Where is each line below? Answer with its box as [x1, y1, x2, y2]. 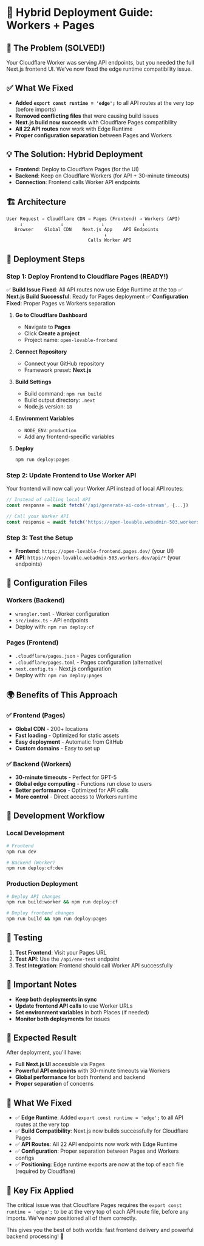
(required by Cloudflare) [15, 1167, 76, 1175]
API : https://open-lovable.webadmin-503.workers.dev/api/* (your [15, 554, 181, 561]
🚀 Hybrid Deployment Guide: [6, 5, 154, 20]
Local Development [6, 829, 65, 838]
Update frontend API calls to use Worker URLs [15, 1002, 133, 1009]
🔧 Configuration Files [6, 578, 88, 588]
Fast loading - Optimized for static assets [15, 732, 120, 739]
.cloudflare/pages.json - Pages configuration [15, 652, 132, 660]
